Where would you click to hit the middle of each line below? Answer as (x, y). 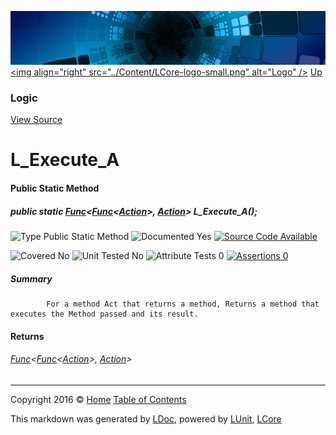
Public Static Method (55, 188)
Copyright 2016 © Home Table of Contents (98, 399)
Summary (31, 278)
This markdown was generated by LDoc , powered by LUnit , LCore (146, 418)
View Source (36, 120)
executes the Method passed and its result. (104, 314)
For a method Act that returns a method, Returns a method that (183, 304)
